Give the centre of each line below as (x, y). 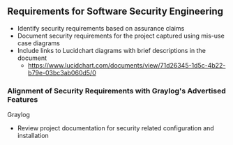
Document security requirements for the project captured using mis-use (121, 36)
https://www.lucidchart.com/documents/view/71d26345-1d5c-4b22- (127, 65)
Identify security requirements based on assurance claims (101, 28)
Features (23, 99)
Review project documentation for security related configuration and (115, 128)
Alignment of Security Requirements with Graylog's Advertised (116, 91)
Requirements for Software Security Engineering (115, 12)
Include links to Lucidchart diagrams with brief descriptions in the (111, 50)
